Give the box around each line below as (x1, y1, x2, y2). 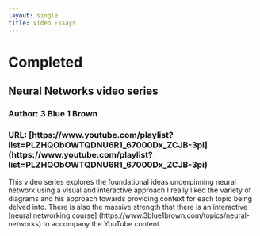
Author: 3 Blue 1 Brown (8, 108, 98, 119)
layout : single (8, 11, 59, 20)
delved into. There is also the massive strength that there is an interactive (8, 203, 248, 212)
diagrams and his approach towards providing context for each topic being (8, 194, 252, 204)
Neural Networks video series (8, 85, 159, 98)
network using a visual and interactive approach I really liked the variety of (8, 185, 252, 195)
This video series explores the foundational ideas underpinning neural (8, 177, 236, 187)
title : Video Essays (8, 19, 77, 27)
